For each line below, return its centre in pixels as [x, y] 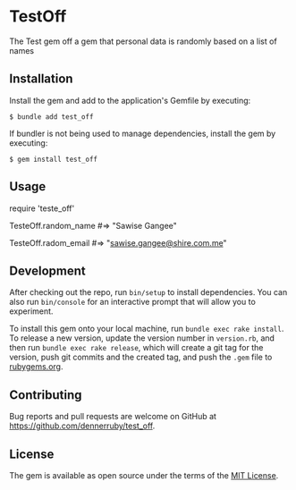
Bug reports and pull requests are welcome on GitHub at [113, 417]
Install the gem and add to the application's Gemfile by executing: [130, 100]
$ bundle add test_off [51, 117]
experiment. [31, 311]
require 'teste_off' [42, 208]
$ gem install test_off [54, 159]
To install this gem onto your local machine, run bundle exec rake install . [147, 329]
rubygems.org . [36, 367]
